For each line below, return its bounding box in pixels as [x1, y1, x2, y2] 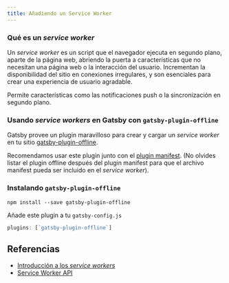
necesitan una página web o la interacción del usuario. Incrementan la [7, 63, 206, 71]
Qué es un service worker [7, 32, 95, 42]
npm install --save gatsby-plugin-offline [7, 199, 131, 206]
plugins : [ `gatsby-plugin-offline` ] [7, 224, 112, 231]
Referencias [7, 243, 61, 255]
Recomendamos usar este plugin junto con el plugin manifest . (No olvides [7, 152, 216, 160]
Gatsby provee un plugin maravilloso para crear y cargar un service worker [7, 131, 220, 139]
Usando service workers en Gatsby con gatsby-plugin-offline [7, 115, 219, 124]
